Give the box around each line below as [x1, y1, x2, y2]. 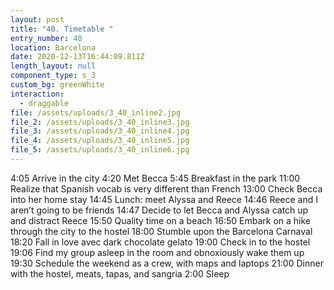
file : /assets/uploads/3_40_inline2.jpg [10, 107, 182, 118]
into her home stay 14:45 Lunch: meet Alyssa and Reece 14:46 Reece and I [10, 193, 319, 205]
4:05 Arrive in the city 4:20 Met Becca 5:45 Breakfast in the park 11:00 [10, 172, 301, 184]
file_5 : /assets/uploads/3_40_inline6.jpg [10, 145, 190, 155]
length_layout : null [10, 61, 97, 71]
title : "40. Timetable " [10, 24, 114, 34]
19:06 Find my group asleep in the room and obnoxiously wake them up [10, 246, 305, 258]
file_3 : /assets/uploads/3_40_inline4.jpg [10, 126, 190, 136]
